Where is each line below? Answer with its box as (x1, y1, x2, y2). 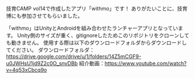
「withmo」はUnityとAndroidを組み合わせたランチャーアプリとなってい (6, 25, 179, 31)
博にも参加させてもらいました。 (6, 12, 83, 19)
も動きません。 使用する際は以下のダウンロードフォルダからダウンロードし (6, 39, 187, 46)
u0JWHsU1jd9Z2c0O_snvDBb (6, 60, 78, 67)
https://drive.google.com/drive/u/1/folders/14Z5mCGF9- (6, 53, 142, 60)
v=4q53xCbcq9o (6, 66, 47, 73)
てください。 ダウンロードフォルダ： (6, 46, 95, 53)
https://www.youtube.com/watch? (104, 60, 187, 67)
